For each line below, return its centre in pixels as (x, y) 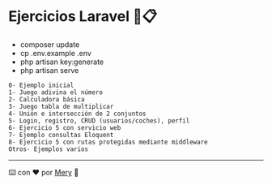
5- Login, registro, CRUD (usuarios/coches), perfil (99, 120)
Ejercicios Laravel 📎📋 (83, 17)
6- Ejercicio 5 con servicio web (65, 127)
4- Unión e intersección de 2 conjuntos (78, 114)
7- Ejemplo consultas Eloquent (61, 135)
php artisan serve (49, 70)
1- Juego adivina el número (56, 92)
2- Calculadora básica (47, 99)
